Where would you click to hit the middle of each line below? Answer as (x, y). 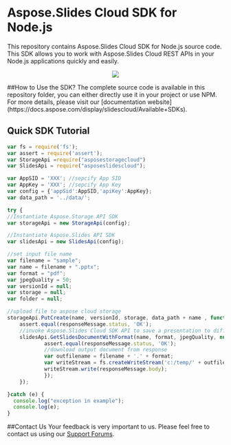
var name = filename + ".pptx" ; (53, 267)
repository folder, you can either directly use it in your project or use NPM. (112, 94)
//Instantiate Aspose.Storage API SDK (63, 216)
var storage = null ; (37, 293)
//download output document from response (106, 350)
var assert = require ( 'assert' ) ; (55, 153)
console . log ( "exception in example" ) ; (69, 401)
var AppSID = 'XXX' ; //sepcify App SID (64, 178)
